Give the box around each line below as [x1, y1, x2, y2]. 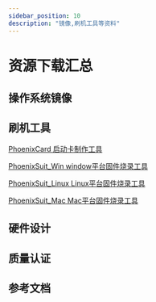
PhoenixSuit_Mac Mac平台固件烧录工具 [8, 195, 139, 205]
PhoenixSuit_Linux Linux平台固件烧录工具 [8, 178, 146, 188]
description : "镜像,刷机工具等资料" [8, 19, 121, 27]
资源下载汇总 [8, 57, 94, 75]
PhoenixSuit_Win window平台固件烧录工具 [8, 161, 149, 170]
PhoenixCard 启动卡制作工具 [8, 144, 103, 153]
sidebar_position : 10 [8, 11, 81, 20]
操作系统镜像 [8, 91, 72, 105]
